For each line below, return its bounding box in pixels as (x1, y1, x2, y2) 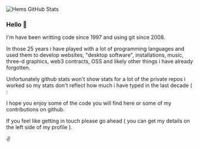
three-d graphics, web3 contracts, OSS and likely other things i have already (6, 58, 193, 65)
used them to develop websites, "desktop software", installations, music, (6, 52, 184, 59)
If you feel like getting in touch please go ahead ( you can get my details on (6, 117, 190, 124)
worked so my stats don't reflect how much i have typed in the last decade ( (6, 82, 192, 89)
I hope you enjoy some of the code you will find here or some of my (6, 99, 172, 107)
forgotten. (6, 64, 31, 71)
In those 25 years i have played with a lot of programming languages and (6, 45, 185, 53)
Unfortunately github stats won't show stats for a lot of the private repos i (6, 76, 186, 83)
